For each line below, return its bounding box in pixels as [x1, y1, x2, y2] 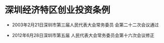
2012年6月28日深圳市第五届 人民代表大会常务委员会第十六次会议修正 [12, 32, 155, 38]
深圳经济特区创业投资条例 [5, 4, 111, 16]
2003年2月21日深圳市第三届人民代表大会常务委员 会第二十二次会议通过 [12, 22, 159, 28]
